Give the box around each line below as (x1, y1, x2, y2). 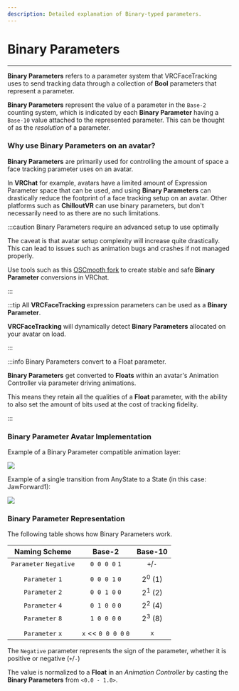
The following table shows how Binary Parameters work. (7, 530, 173, 538)
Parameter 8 (23, 615, 63, 623)
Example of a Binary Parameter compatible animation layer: (7, 448, 181, 456)
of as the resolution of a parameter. (7, 123, 111, 132)
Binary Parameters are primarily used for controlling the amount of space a (7, 157, 229, 165)
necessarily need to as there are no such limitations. (7, 208, 161, 217)
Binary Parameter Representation (7, 514, 126, 524)
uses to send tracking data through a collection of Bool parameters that (7, 79, 217, 88)
